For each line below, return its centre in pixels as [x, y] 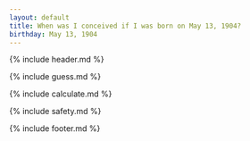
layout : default [39, 17]
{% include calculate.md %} [61, 94]
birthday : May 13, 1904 [54, 34]
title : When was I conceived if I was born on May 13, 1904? [125, 26]
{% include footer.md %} [55, 129]
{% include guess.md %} [55, 77]
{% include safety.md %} [55, 112]
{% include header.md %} [57, 60]
